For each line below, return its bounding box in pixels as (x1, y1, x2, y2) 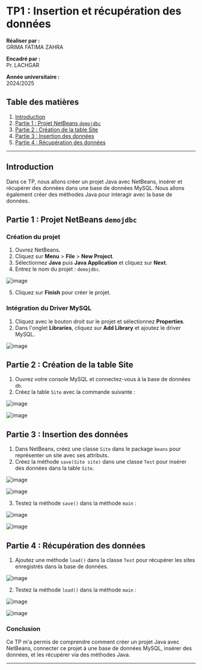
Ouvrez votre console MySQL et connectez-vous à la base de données (14, 376, 191, 383)
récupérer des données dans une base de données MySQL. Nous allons (6, 184, 185, 191)
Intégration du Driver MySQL (6, 304, 92, 312)
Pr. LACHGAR (6, 62, 40, 69)
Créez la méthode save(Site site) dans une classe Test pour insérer (14, 458, 187, 466)
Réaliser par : (6, 37, 40, 44)
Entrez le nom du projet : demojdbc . (14, 265, 101, 273)
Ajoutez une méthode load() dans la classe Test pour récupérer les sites (14, 556, 195, 563)
